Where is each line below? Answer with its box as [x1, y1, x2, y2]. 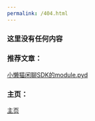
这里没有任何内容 [7, 33, 63, 43]
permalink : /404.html [7, 10, 69, 17]
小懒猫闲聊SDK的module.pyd [7, 70, 88, 79]
